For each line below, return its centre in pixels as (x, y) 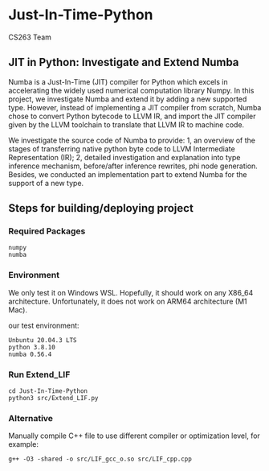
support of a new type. (46, 183)
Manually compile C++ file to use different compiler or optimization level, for (134, 436)
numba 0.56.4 (30, 354)
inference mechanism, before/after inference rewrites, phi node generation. (133, 166)
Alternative (31, 418)
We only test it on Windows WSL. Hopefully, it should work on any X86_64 (131, 292)
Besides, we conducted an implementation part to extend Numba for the (128, 174)
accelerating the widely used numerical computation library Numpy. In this (131, 90)
